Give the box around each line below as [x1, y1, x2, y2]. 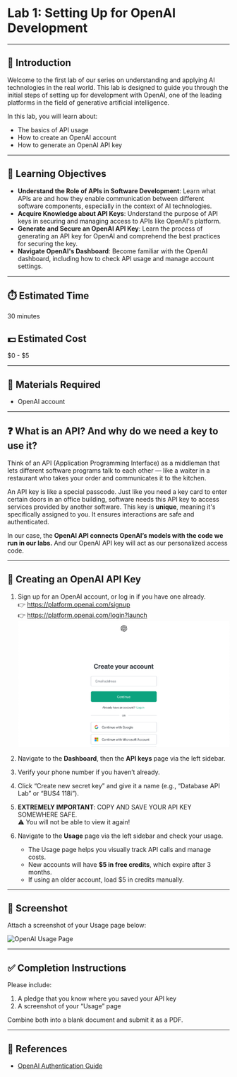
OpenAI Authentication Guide [17, 1061, 103, 1070]
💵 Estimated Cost [7, 333, 87, 345]
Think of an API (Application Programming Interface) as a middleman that [7, 459, 220, 467]
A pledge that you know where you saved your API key [17, 994, 177, 1003]
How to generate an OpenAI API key [17, 140, 122, 149]
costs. [28, 853, 47, 861]
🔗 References [7, 1042, 68, 1055]
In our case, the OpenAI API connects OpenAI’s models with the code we [7, 531, 224, 539]
